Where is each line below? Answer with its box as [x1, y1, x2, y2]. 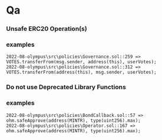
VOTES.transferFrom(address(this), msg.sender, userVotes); [6, 69, 157, 76]
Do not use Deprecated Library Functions [6, 83, 127, 92]
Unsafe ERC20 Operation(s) [6, 25, 87, 33]
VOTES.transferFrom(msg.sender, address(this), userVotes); [6, 59, 157, 65]
